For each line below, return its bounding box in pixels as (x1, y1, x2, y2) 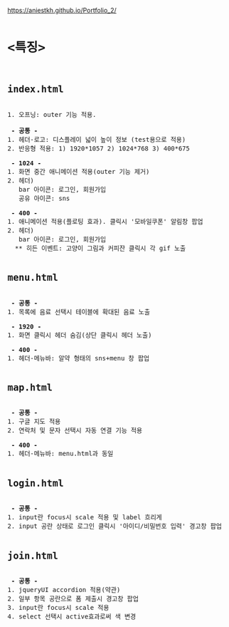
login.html (7, 477, 64, 489)
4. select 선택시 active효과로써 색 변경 (7, 613, 137, 621)
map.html (7, 381, 53, 393)
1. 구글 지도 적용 (7, 418, 61, 426)
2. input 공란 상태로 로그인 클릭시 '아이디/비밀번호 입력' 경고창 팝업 (7, 522, 223, 530)
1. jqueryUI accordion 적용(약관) (7, 586, 121, 594)
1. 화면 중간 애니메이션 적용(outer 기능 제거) (7, 167, 150, 175)
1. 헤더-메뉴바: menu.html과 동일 (7, 450, 114, 458)
